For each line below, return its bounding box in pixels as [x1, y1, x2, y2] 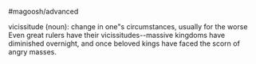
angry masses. [8, 47, 57, 56]
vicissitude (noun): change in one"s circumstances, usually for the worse [8, 22, 248, 31]
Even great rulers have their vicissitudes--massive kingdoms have [8, 31, 226, 40]
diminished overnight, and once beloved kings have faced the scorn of [8, 39, 241, 48]
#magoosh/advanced [8, 7, 79, 16]
